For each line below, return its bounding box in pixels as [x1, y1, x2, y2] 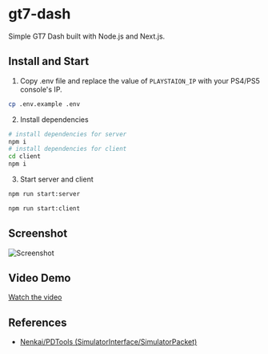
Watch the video [8, 292, 62, 302]
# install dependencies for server [8, 130, 127, 138]
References [8, 315, 67, 329]
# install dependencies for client [8, 145, 127, 153]
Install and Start [8, 55, 90, 68]
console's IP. [19, 84, 62, 94]
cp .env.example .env [8, 100, 81, 108]
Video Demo [8, 271, 71, 285]
